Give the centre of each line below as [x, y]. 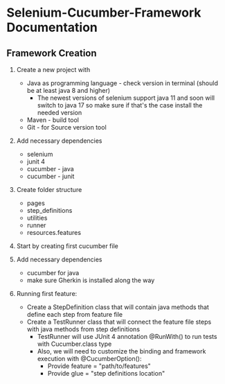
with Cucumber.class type [74, 344]
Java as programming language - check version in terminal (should [123, 83]
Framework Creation [52, 53]
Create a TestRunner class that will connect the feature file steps [119, 322]
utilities [37, 218]
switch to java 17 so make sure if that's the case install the [120, 105]
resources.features [54, 233]
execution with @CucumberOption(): [89, 359]
